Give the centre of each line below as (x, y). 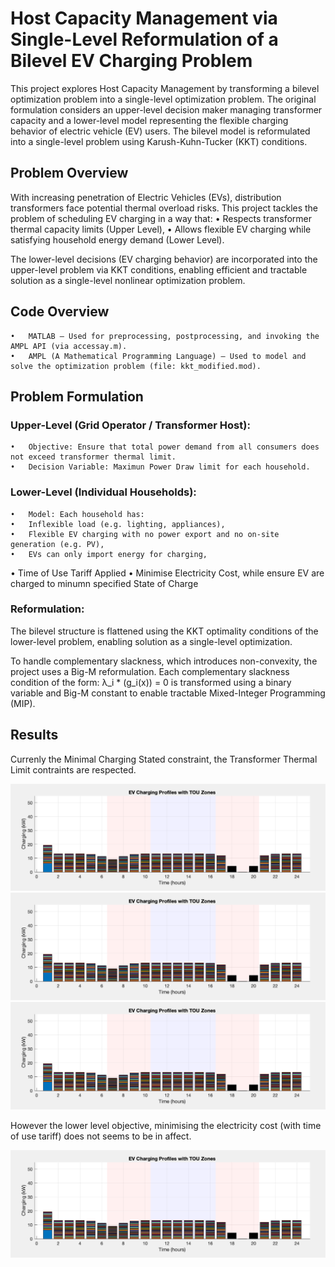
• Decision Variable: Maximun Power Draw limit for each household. (160, 467)
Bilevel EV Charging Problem (131, 61)
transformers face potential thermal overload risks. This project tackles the (164, 208)
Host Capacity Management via (144, 18)
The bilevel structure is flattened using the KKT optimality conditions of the (164, 631)
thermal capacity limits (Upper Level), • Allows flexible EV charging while (161, 229)
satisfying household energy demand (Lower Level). (117, 239)
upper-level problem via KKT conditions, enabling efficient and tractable (159, 269)
